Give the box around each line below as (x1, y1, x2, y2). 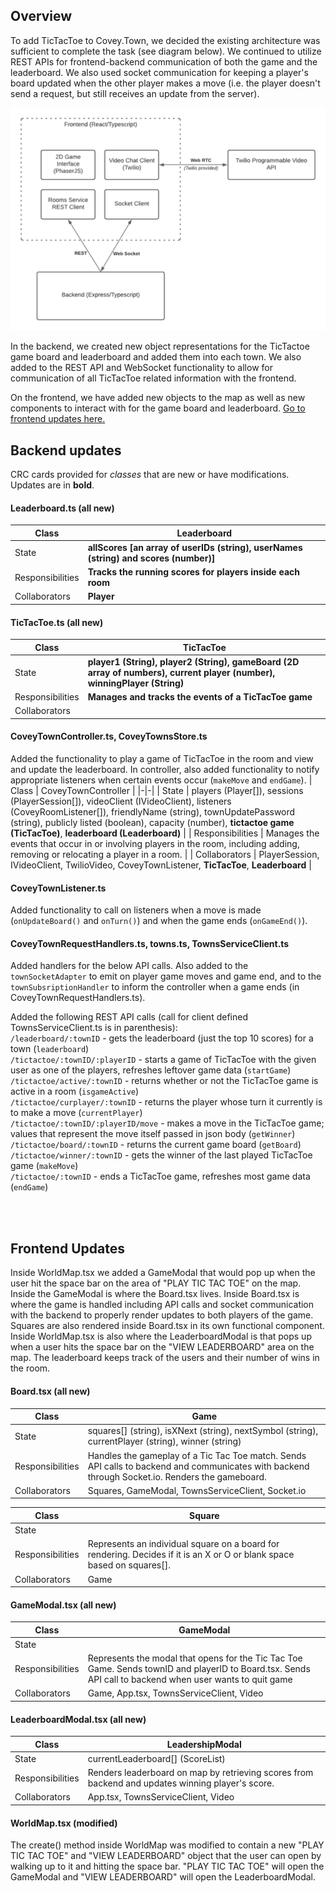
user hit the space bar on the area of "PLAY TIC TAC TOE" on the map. (10, 1277, 302, 1289)
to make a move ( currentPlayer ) (10, 1107, 143, 1119)
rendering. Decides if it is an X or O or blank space (87, 1549, 295, 1561)
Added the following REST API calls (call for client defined (10, 1011, 248, 1023)
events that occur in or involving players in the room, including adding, (10, 838, 300, 850)
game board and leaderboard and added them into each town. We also (10, 351, 302, 363)
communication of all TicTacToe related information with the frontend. (10, 372, 297, 384)
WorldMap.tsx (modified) (10, 1817, 118, 1829)
